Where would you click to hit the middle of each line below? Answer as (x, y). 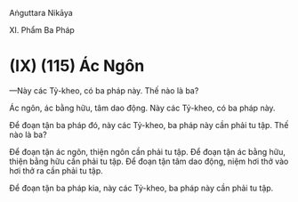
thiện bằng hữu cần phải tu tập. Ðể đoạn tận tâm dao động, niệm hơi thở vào (149, 161)
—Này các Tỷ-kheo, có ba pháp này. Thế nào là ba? (104, 90)
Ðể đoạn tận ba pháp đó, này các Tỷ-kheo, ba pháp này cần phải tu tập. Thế (149, 125)
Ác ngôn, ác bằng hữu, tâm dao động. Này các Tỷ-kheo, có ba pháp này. (142, 108)
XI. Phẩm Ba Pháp (42, 30)
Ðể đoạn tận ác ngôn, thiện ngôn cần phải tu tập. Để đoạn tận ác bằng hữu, (148, 151)
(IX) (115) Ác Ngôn (77, 66)
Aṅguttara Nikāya (41, 13)
